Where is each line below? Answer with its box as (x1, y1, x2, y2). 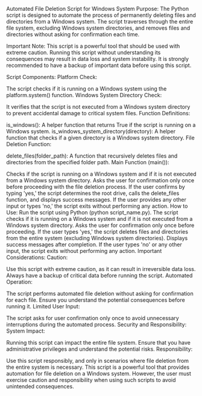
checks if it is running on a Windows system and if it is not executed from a (6, 216, 193, 222)
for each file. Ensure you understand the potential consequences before (6, 296, 185, 304)
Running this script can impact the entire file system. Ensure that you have (6, 339, 191, 346)
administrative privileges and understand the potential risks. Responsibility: (6, 345, 193, 353)
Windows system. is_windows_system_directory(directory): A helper (6, 128, 176, 135)
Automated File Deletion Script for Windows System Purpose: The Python (6, 5, 189, 12)
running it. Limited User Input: (6, 303, 80, 310)
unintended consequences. (6, 383, 74, 390)
